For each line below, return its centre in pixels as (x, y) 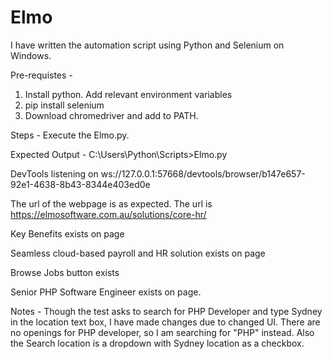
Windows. (31, 55)
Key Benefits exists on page (67, 233)
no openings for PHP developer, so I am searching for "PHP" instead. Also (162, 332)
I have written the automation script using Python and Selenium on (147, 45)
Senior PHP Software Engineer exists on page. (106, 292)
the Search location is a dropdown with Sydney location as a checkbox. (157, 343)
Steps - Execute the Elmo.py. (70, 135)
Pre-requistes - (41, 75)
